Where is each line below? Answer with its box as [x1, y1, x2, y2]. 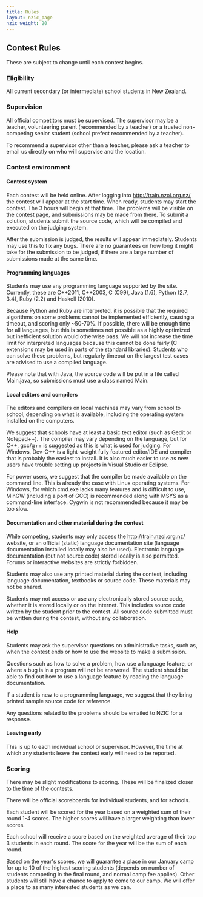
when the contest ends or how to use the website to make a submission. [6, 648, 187, 655]
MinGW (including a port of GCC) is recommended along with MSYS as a [6, 493, 188, 500]
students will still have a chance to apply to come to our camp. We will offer [6, 877, 195, 884]
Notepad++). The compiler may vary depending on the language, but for [6, 435, 187, 443]
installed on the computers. [6, 417, 75, 425]
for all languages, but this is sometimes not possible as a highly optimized [6, 326, 190, 334]
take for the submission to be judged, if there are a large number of [6, 248, 174, 256]
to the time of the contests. [6, 785, 74, 793]
